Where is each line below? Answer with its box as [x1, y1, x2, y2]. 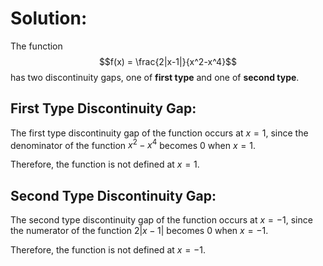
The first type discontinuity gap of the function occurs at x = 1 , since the [10, 127, 309, 139]
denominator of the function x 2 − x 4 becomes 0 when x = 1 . [10, 137, 256, 151]
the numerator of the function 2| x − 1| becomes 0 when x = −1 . [10, 225, 269, 237]
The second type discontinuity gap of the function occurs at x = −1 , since [10, 214, 313, 226]
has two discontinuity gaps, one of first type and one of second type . [10, 71, 300, 83]
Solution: [10, 7, 88, 30]
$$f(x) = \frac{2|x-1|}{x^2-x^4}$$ [98, 55, 238, 67]
